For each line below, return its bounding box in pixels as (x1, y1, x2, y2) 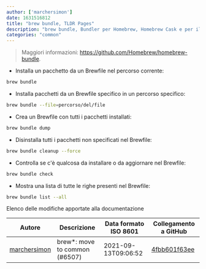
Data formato (104, 219, 145, 228)
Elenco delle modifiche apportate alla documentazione (6, 205, 144, 212)
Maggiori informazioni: (21, 49, 78, 56)
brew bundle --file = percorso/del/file (6, 102, 105, 108)
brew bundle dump (6, 125, 51, 131)
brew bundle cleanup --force (6, 148, 81, 154)
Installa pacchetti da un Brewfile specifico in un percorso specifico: (15, 90, 186, 97)
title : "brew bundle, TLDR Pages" (6, 20, 95, 26)
